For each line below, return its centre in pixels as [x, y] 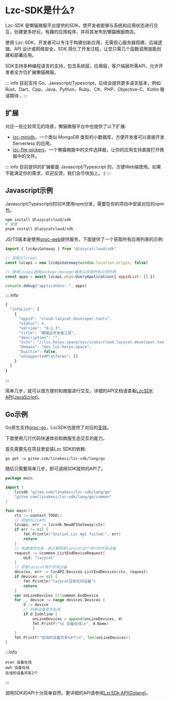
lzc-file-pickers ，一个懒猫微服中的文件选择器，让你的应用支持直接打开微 [88, 149]
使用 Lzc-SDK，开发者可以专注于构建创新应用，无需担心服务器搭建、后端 [82, 42]
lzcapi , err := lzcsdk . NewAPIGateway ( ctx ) [60, 525]
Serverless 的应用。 [33, 143]
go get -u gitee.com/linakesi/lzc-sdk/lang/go [55, 459]
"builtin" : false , [38, 352]
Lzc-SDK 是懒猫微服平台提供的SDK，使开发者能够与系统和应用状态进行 [79, 25]
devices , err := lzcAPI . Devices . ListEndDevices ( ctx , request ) [81, 572]
